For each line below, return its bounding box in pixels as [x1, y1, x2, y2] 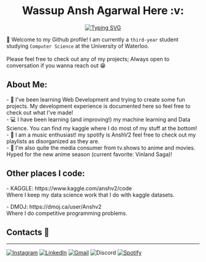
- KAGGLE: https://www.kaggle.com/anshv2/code [6, 184, 132, 192]
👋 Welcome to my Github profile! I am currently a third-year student [6, 36, 179, 43]
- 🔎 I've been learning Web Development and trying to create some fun [6, 95, 185, 103]
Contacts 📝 [6, 227, 50, 238]
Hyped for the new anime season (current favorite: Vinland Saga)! [6, 151, 173, 158]
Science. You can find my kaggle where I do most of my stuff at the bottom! [6, 124, 197, 132]
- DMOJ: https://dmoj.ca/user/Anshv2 [6, 203, 102, 210]
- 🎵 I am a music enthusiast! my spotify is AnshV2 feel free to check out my [6, 131, 196, 138]
